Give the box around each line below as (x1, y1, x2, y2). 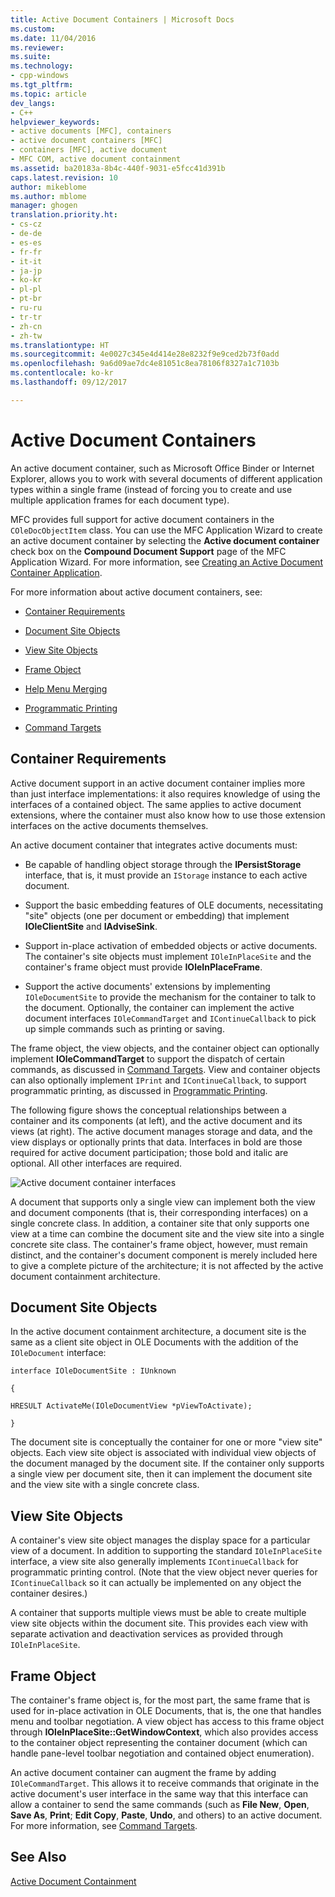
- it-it (10, 256, 43, 266)
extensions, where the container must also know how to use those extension (10, 809, 326, 821)
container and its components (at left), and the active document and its (10, 1114, 303, 1126)
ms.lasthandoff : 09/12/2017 (10, 377, 128, 387)
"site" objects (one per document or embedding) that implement (24, 909, 290, 921)
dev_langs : (10, 98, 56, 108)
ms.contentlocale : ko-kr (10, 368, 114, 378)
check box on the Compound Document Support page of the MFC (10, 545, 287, 557)
